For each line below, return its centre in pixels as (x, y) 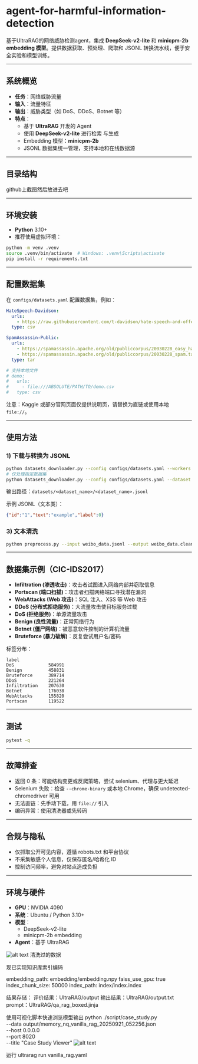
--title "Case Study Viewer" (39, 1043)
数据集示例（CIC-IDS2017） (57, 569)
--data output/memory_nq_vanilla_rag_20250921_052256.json (81, 1024)
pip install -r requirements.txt (47, 259)
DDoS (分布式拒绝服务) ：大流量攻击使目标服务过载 (76, 607)
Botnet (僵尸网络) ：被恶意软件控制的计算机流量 (72, 629)
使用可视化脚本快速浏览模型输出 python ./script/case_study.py (82, 1017)
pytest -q (18, 740)
